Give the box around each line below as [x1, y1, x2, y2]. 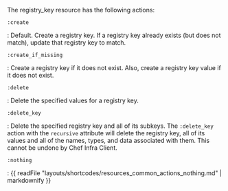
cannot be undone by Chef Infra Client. [7, 144, 118, 152]
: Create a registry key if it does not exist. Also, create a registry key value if [7, 64, 221, 71]
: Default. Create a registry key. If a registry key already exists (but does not [7, 31, 221, 39]
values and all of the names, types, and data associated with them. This [7, 137, 210, 144]
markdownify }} [7, 177, 52, 184]
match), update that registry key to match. [7, 38, 126, 47]
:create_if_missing [7, 52, 63, 58]
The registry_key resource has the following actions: [7, 6, 155, 14]
